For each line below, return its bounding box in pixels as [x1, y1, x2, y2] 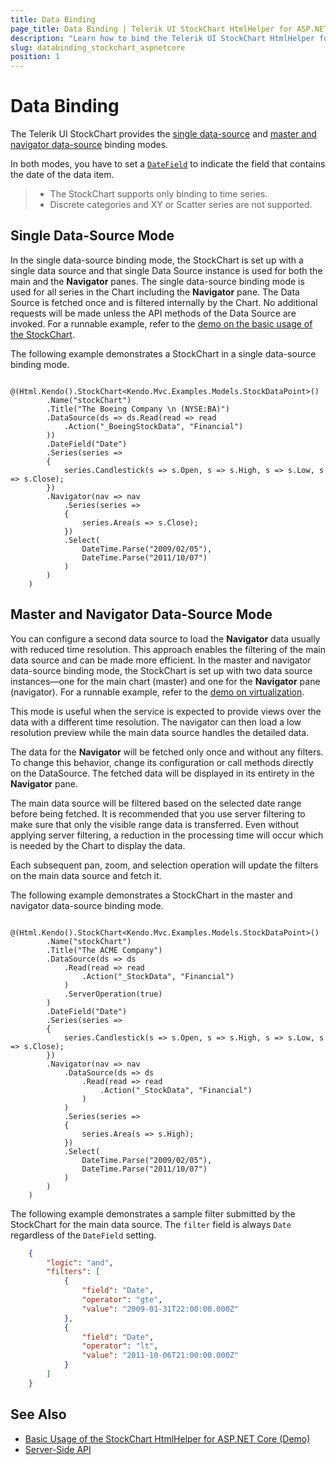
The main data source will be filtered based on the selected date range [10, 797, 302, 809]
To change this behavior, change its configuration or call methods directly [10, 756, 314, 768]
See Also [10, 1406, 67, 1423]
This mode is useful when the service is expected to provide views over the [10, 705, 322, 717]
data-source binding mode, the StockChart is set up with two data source [10, 664, 313, 676]
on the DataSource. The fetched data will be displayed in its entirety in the [10, 767, 315, 779]
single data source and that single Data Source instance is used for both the [10, 264, 323, 276]
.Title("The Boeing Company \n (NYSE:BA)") [46, 404, 230, 414]
